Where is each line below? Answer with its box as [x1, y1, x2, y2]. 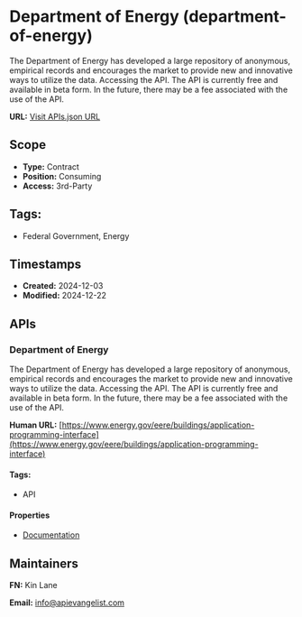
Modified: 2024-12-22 [22, 290, 106, 301]
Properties [9, 510, 50, 520]
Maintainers [9, 556, 79, 571]
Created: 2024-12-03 [22, 281, 104, 291]
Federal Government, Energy [22, 230, 130, 241]
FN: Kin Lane [9, 580, 58, 591]
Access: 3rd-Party [22, 180, 93, 191]
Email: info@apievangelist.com [9, 597, 124, 608]
